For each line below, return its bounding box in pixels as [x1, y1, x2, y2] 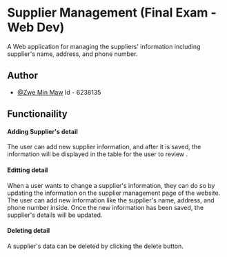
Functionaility [7, 108, 68, 120]
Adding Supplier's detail [7, 127, 78, 135]
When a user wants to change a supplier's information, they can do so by [7, 181, 215, 189]
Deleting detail [7, 227, 50, 235]
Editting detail [7, 166, 48, 174]
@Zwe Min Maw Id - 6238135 [17, 88, 101, 96]
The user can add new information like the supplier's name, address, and [7, 196, 215, 204]
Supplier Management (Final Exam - [7, 5, 217, 21]
